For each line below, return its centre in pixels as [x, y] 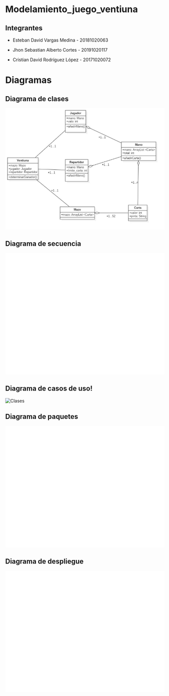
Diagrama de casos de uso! [49, 389]
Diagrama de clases [37, 99]
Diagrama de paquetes [42, 417]
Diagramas [29, 80]
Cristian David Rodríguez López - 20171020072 [62, 60]
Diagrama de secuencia [43, 244]
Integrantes [24, 28]
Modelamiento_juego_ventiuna [72, 9]
